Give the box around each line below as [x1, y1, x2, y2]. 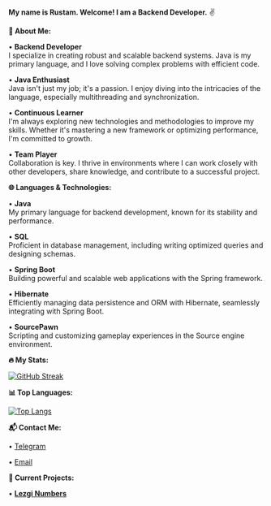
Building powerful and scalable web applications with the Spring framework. [8, 274, 264, 283]
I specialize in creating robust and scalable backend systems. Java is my [8, 50, 252, 60]
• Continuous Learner [8, 108, 84, 117]
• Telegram [8, 442, 46, 451]
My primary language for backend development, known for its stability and [8, 207, 258, 217]
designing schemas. [8, 249, 75, 258]
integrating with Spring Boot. [8, 306, 105, 316]
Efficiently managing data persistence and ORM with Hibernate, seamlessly [8, 298, 260, 307]
